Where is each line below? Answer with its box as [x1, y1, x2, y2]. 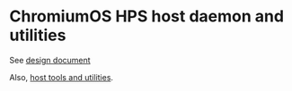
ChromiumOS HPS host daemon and [9, 6, 285, 27]
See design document [9, 54, 92, 65]
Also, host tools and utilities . [9, 71, 114, 82]
